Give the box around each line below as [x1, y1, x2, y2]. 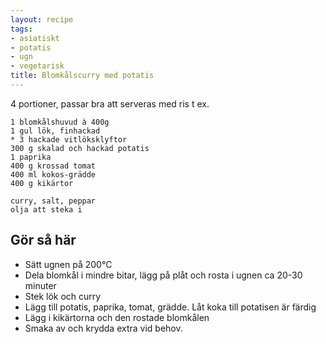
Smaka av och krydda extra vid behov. [24, 322, 183, 334]
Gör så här [10, 232, 77, 249]
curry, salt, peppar [10, 196, 97, 206]
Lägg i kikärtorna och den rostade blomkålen [24, 311, 210, 323]
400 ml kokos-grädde [10, 169, 97, 180]
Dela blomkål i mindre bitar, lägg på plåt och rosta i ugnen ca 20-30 [24, 269, 303, 281]
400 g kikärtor [10, 178, 74, 188]
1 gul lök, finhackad [10, 126, 101, 136]
